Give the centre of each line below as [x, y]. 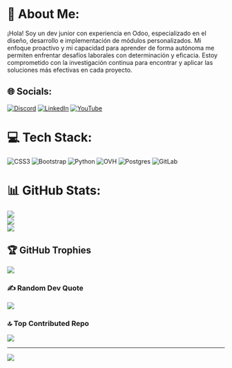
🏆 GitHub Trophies [49, 250]
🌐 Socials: [30, 91]
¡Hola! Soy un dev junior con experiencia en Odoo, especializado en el [107, 33]
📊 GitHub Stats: [54, 190]
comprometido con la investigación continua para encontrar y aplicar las [110, 62]
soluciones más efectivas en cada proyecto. [70, 70]
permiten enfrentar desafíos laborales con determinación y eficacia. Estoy [113, 55]
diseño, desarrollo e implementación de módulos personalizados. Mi [104, 40]
